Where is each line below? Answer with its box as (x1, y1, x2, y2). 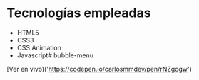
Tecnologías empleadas (6, 5, 151, 21)
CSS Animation (16, 43, 62, 52)
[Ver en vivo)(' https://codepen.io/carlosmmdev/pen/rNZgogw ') (6, 64, 192, 73)
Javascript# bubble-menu (16, 51, 94, 59)
